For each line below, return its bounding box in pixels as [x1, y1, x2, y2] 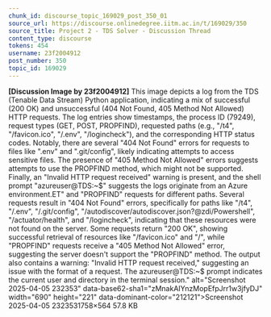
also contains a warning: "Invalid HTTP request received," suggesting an [8, 257, 249, 267]
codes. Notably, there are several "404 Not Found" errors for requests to [8, 138, 250, 148]
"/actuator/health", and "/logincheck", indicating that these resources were [8, 215, 256, 224]
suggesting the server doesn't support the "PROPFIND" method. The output [8, 249, 261, 259]
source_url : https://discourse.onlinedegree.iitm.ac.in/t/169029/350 [8, 19, 248, 27]
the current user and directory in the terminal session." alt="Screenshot [8, 275, 246, 285]
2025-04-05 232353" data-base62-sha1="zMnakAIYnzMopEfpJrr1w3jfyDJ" [8, 283, 263, 293]
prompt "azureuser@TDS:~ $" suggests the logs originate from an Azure [8, 181, 248, 190]
